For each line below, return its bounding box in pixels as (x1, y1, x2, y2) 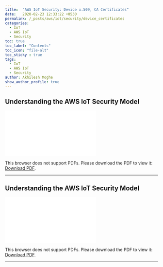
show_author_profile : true (5, 79, 60, 84)
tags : (5, 57, 16, 62)
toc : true (5, 39, 25, 44)
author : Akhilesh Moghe (5, 75, 53, 80)
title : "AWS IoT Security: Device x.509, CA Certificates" (5, 7, 130, 12)
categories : (5, 20, 29, 26)
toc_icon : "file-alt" (5, 48, 49, 53)
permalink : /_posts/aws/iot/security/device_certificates (5, 16, 125, 21)
